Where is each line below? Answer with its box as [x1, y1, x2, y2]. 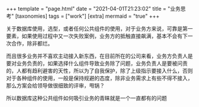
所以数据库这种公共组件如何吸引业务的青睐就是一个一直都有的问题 [6, 95, 167, 102]
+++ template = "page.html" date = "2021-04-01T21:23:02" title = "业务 [6, 5, 181, 12]
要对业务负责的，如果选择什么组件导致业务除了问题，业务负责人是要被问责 [6, 60, 188, 67]
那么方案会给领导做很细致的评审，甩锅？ [6, 82, 105, 89]
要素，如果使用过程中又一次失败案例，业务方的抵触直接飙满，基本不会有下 [6, 33, 188, 40]
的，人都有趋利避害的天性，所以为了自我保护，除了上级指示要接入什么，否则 [6, 67, 193, 74]
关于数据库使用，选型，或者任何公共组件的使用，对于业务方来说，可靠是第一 [6, 25, 193, 32]
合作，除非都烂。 [11, 40, 53, 47]
